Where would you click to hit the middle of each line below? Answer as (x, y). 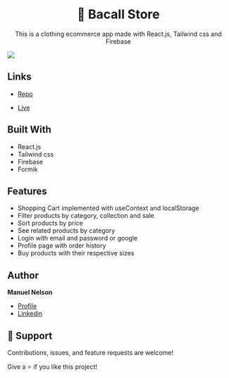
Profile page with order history (62, 245)
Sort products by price (50, 223)
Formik (27, 169)
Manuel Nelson (30, 293)
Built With (29, 130)
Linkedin (30, 314)
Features (27, 191)
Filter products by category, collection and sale (86, 216)
